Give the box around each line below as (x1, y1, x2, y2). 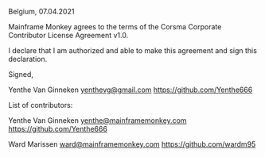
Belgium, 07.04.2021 (8, 7, 75, 16)
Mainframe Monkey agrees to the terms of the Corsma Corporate (8, 22, 222, 31)
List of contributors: (8, 101, 73, 109)
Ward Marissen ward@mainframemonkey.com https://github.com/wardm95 (8, 140, 256, 149)
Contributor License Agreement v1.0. (8, 31, 129, 40)
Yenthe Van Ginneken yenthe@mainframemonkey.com (8, 116, 187, 125)
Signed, (8, 70, 33, 78)
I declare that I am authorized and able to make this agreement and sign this (8, 46, 257, 55)
